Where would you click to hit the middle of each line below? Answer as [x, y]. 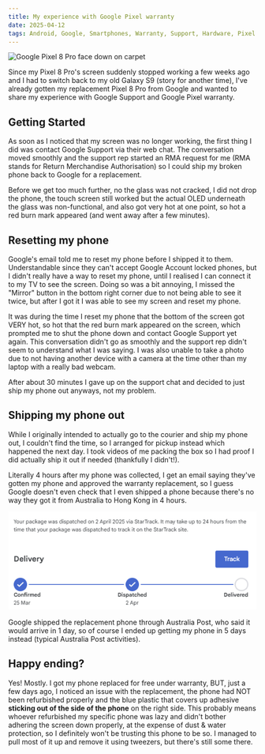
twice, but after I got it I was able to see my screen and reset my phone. [125, 301]
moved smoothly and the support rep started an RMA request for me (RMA [129, 158]
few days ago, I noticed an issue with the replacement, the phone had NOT [130, 691]
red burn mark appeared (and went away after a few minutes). [109, 215]
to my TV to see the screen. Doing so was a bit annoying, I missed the [121, 284]
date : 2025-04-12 [37, 25]
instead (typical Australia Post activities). [74, 639]
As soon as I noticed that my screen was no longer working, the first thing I [130, 141]
